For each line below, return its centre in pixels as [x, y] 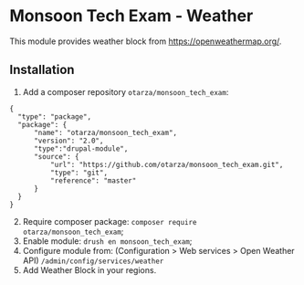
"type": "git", [79, 173]
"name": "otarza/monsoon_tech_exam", [105, 132]
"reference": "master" [93, 180]
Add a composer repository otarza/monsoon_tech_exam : [126, 91]
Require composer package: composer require [110, 221]
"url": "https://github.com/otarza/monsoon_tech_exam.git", [167, 164]
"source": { [56, 156]
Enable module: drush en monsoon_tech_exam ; [107, 241]
